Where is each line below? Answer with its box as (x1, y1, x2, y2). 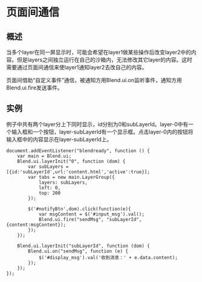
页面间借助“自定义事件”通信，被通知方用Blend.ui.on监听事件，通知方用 (6, 77, 183, 83)
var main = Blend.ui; (17, 153, 71, 159)
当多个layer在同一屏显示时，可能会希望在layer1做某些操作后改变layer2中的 (6, 49, 192, 56)
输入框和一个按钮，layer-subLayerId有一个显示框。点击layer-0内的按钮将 (11, 128, 194, 135)
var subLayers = (28, 164, 69, 170)
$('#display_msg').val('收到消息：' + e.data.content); (38, 254, 178, 260)
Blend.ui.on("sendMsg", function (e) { (28, 248, 129, 254)
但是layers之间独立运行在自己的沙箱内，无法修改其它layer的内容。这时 (16, 56, 192, 63)
